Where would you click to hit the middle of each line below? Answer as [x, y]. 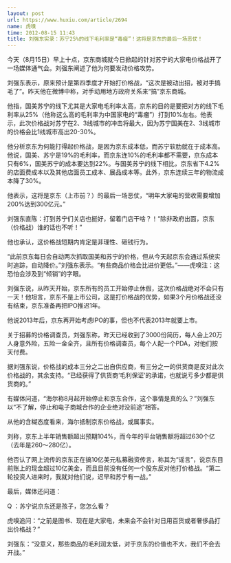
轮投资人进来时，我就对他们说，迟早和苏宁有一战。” [79, 477]
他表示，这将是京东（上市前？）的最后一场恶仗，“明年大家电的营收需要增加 [114, 195]
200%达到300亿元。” [36, 204]
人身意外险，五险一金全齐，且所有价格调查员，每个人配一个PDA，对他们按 [113, 343]
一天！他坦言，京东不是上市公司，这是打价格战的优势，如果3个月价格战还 [111, 297]
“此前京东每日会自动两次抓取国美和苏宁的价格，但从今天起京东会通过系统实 [114, 257]
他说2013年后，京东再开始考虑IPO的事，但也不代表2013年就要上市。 [104, 320]
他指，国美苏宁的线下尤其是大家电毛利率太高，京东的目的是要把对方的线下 [112, 106]
